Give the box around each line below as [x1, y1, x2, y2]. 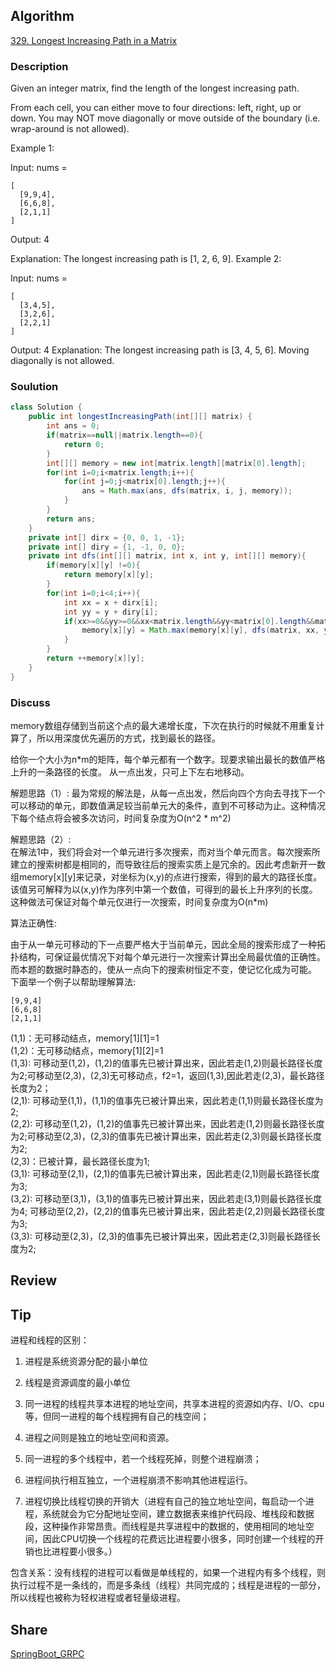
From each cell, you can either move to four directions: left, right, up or [10, 102, 302, 114]
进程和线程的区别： [10, 1334, 90, 1346]
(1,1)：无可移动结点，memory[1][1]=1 [10, 1032, 160, 1044]
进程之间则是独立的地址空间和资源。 [24, 1432, 175, 1444]
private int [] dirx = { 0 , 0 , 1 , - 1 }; [28, 532, 186, 543]
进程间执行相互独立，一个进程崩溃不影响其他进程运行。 [24, 1474, 253, 1486]
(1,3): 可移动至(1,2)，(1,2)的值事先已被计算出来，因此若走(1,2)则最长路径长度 [10, 1057, 323, 1069]
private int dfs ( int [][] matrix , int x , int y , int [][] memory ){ [28, 551, 307, 561]
